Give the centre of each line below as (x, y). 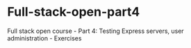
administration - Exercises (44, 38)
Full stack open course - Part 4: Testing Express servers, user (95, 31)
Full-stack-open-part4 (74, 12)
